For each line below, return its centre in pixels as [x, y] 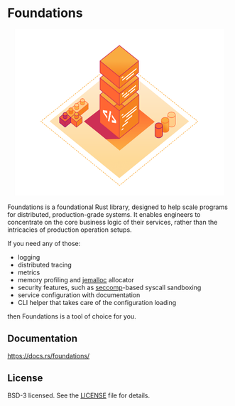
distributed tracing [45, 265]
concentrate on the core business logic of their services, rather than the [113, 222]
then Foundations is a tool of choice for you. [72, 316]
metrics [29, 272]
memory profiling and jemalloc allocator [76, 279]
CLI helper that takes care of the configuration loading [97, 302]
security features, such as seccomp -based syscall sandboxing [109, 287]
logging [29, 257]
